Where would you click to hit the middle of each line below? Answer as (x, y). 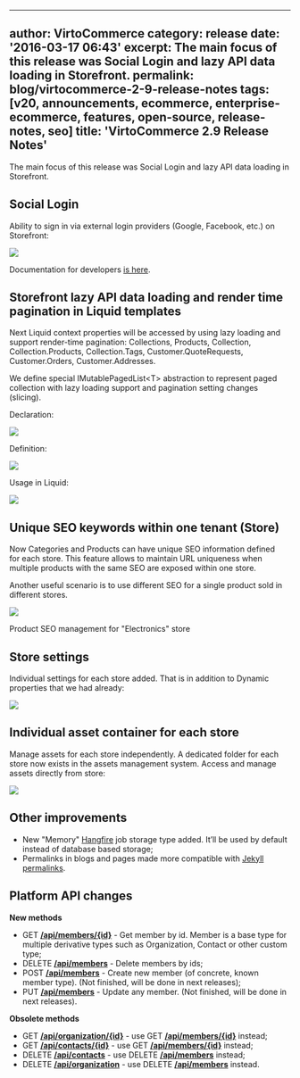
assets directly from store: (57, 773)
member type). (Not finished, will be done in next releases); (131, 982)
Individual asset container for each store (124, 733)
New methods (36, 917)
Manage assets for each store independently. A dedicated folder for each (144, 754)
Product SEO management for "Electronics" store (100, 629)
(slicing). (25, 397)
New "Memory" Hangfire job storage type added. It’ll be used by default (154, 839)
